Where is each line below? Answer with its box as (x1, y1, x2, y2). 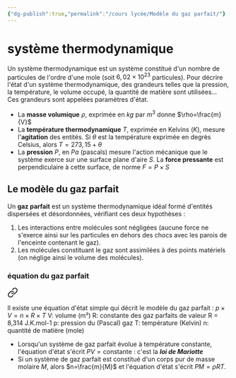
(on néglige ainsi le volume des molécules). (17, 253, 144, 261)
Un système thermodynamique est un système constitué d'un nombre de (7, 64, 220, 73)
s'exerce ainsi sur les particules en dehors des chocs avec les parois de (17, 230, 228, 239)
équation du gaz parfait (7, 271, 90, 280)
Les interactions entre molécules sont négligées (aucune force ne (17, 223, 209, 232)
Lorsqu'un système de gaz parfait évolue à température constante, (17, 340, 213, 348)
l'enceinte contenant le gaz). (17, 238, 101, 247)
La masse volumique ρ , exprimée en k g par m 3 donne (17, 109, 176, 119)
